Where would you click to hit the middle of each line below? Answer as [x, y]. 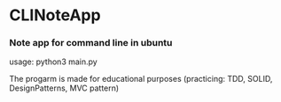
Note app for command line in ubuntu [91, 43]
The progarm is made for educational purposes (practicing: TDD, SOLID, [141, 79]
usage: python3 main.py [53, 62]
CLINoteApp [55, 15]
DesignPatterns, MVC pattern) [64, 88]
